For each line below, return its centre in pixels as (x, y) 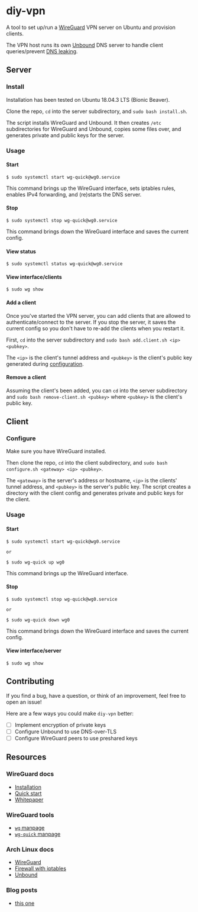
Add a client (21, 302)
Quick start (28, 793)
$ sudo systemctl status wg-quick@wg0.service (64, 264)
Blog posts (22, 890)
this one (25, 903)
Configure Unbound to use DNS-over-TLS (66, 731)
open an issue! (24, 702)
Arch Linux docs (30, 849)
